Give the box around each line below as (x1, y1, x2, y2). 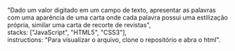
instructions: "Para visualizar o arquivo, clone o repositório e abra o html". (7, 36, 221, 44)
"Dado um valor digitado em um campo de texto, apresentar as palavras (7, 6, 216, 14)
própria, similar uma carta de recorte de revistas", (7, 21, 151, 29)
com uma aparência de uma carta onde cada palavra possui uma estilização (7, 13, 229, 22)
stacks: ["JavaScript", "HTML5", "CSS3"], (7, 28, 127, 36)
